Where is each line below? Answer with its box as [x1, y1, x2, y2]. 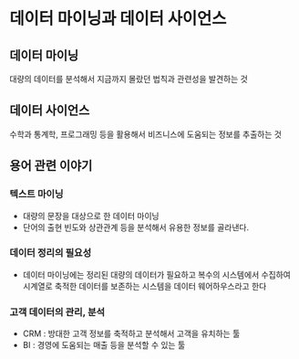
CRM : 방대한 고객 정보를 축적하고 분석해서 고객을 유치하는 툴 [22, 328, 241, 339]
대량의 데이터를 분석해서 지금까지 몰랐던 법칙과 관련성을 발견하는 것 [9, 74, 248, 84]
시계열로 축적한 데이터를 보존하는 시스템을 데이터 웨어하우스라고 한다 [22, 280, 267, 291]
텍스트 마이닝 [9, 188, 64, 201]
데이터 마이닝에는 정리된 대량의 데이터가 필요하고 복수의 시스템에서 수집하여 [22, 269, 292, 280]
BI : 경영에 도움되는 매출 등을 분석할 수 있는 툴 [22, 340, 186, 351]
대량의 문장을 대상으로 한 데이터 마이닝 [22, 210, 160, 221]
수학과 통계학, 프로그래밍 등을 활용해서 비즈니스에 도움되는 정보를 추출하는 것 [9, 129, 283, 140]
